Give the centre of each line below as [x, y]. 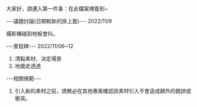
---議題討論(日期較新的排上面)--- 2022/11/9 [59, 21]
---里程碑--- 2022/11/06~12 [40, 46]
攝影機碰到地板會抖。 [32, 34]
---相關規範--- [24, 78]
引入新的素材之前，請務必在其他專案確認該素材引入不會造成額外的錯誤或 [103, 91]
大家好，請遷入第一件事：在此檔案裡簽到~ [57, 9]
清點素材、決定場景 [38, 58]
